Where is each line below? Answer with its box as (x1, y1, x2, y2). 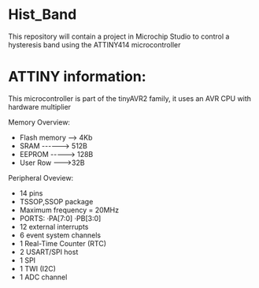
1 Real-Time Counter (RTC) (19, 238, 107, 248)
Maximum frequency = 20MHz (19, 205, 120, 215)
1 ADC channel (19, 272, 68, 282)
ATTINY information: (8, 68, 147, 86)
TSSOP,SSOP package (19, 196, 94, 206)
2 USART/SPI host (19, 247, 79, 256)
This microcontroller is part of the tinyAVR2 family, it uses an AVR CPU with (8, 93, 252, 103)
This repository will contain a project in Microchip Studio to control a (8, 32, 230, 41)
